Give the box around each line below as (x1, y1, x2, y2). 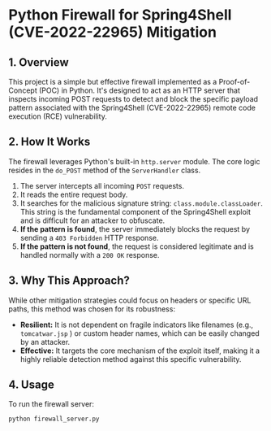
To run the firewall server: (8, 399, 95, 409)
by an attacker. (19, 337, 71, 346)
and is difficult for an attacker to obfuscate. (19, 215, 166, 225)
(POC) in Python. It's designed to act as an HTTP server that (39, 85, 241, 95)
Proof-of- (218, 77, 251, 86)
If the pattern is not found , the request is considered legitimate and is (19, 242, 254, 251)
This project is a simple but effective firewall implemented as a (8, 77, 217, 86)
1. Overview (8, 55, 69, 69)
